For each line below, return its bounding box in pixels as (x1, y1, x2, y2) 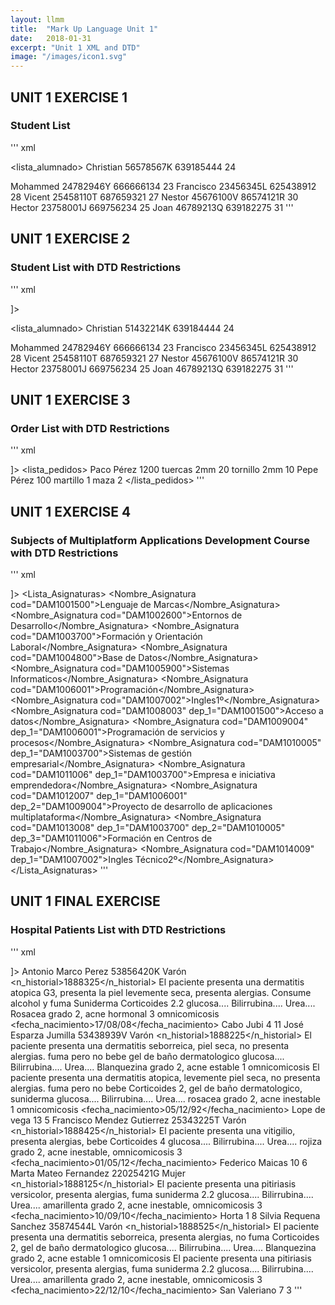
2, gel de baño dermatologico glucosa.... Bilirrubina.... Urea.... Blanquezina (10, 1241, 317, 1253)
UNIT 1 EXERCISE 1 (10, 89, 128, 106)
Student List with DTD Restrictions (10, 261, 182, 275)
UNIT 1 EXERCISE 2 (10, 231, 131, 248)
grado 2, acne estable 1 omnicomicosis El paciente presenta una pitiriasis (10, 1252, 312, 1264)
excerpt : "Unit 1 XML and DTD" (10, 42, 141, 53)
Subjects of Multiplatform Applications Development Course (10, 533, 310, 547)
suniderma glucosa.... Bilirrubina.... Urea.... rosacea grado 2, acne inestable (10, 1092, 321, 1105)
